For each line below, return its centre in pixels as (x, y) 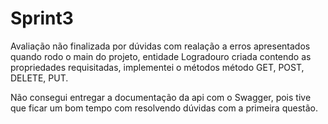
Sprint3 (42, 18)
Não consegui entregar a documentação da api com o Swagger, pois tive (161, 97)
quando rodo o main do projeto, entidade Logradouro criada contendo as (161, 56)
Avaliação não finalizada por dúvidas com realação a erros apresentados (160, 46)
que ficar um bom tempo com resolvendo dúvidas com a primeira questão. (164, 108)
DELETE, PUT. (39, 78)
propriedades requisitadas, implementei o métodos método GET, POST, (157, 67)
